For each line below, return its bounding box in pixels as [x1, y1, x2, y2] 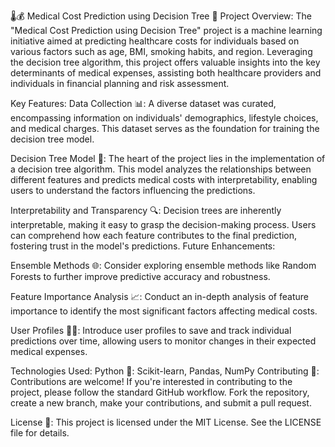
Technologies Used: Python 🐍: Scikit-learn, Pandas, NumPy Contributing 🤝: [10, 365, 320, 377]
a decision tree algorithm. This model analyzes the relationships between [10, 163, 312, 175]
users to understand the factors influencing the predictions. [10, 185, 256, 196]
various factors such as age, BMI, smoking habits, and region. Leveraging [10, 46, 313, 57]
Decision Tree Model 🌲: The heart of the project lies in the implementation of [10, 153, 326, 164]
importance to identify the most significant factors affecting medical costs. [10, 305, 318, 317]
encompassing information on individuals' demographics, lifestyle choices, [10, 112, 319, 124]
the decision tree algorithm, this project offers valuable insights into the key [10, 56, 321, 68]
